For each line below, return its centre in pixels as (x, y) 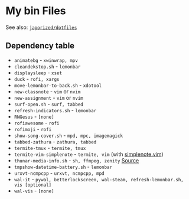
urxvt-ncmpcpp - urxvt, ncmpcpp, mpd (59, 173)
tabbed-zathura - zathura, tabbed (55, 141)
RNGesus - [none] (34, 116)
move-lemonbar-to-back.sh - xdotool (58, 85)
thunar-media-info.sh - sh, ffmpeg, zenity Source (76, 160)
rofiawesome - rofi (37, 123)
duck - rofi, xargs (37, 79)
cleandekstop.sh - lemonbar (47, 66)
